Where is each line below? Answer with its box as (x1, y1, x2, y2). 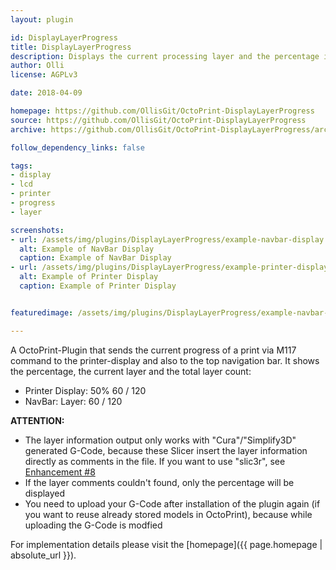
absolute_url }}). (10, 549, 77, 561)
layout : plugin (10, 14, 74, 25)
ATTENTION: (10, 414, 65, 426)
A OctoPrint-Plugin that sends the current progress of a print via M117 (10, 344, 297, 356)
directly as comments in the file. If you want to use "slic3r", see (24, 455, 286, 467)
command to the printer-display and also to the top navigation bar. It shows (10, 354, 320, 366)
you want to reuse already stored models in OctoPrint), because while (24, 508, 313, 520)
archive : (10, 124, 47, 135)
